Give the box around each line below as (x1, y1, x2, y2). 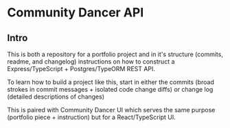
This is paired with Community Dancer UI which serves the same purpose (7, 106, 216, 114)
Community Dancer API (7, 5, 144, 21)
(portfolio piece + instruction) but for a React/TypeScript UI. (7, 113, 176, 121)
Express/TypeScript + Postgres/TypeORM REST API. (7, 65, 156, 73)
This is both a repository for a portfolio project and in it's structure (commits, (7, 50, 223, 58)
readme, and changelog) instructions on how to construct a (7, 57, 175, 66)
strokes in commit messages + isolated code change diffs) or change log (7, 86, 214, 93)
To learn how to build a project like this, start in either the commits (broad (7, 78, 214, 86)
